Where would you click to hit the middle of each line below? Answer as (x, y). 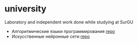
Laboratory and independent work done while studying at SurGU (69, 22)
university (25, 9)
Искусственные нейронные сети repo (51, 36)
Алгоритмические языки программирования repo (63, 31)
